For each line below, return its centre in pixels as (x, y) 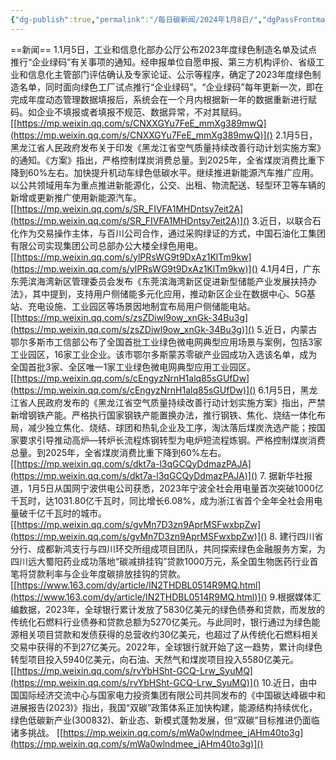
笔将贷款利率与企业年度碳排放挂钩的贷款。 (98, 573)
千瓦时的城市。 (75, 513)
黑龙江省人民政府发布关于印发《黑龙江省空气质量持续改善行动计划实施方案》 (168, 147)
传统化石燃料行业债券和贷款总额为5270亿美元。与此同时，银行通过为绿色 (161, 622)
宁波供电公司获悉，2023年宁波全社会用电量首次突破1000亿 (201, 488)
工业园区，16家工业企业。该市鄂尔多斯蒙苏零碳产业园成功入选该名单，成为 (164, 354)
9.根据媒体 (291, 597)
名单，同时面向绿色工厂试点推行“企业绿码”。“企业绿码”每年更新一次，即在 (171, 87)
